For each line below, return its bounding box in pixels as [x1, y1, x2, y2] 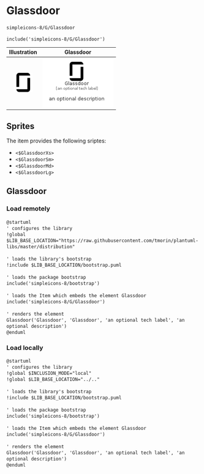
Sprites [6, 120, 35, 131]
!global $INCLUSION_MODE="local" [6, 370, 92, 376]
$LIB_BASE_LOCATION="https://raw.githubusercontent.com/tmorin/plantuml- [6, 237, 199, 243]
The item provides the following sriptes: [6, 137, 107, 144]
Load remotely [6, 204, 51, 213]
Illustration [9, 48, 38, 56]
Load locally [6, 343, 43, 352]
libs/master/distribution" [6, 243, 75, 250]
